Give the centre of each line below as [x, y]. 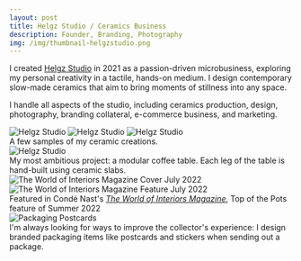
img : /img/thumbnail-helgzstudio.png [80, 43]
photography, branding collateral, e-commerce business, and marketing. [143, 114]
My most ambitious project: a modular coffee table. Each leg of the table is [147, 161]
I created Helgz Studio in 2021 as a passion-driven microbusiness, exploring [150, 68]
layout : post [34, 18]
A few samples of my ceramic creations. [84, 141]
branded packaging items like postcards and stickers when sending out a [145, 237]
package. [27, 247]
